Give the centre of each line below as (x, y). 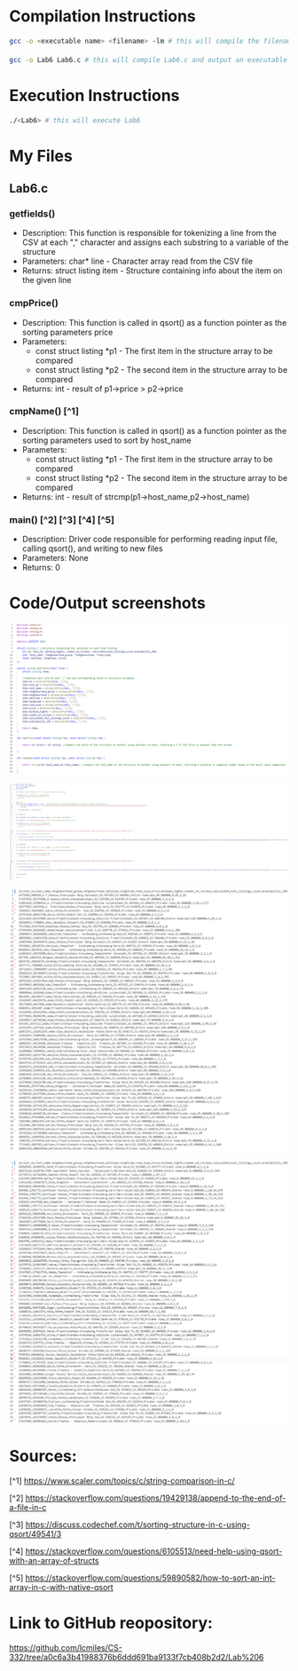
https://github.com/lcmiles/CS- (66, 1647)
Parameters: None (55, 558)
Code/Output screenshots (107, 603)
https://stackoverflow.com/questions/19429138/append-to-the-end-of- (156, 1498)
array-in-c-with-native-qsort (61, 1587)
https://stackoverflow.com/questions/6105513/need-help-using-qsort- (154, 1551)
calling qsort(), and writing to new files (92, 548)
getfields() (32, 213)
